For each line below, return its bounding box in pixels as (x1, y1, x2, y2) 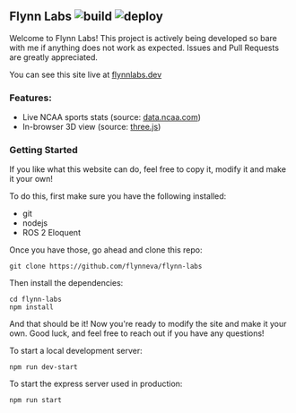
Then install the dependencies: (9, 278, 124, 288)
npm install (9, 303, 54, 312)
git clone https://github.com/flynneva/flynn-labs (9, 262, 203, 271)
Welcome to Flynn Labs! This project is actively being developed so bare (9, 32, 278, 43)
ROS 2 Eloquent (22, 228, 81, 238)
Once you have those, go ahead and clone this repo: (9, 245, 203, 255)
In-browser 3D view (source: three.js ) (22, 122, 161, 133)
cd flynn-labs (9, 295, 63, 305)
